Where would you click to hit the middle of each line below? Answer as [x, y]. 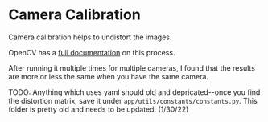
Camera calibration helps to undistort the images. [90, 37]
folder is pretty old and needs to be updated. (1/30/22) [99, 109]
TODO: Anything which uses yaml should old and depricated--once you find [134, 92]
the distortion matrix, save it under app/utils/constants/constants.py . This [133, 100]
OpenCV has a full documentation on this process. [92, 52]
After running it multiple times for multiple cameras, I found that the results [132, 68]
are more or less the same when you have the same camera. [109, 76]
